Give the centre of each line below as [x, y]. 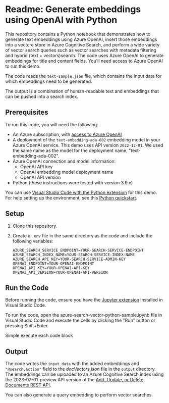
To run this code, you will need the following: [52, 124]
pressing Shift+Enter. [27, 326]
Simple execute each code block [39, 336]
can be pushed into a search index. [42, 96]
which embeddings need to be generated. [49, 81]
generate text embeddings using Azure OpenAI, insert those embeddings [81, 39]
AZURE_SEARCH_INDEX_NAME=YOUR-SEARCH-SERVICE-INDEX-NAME [74, 255]
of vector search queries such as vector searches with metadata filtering [81, 50]
